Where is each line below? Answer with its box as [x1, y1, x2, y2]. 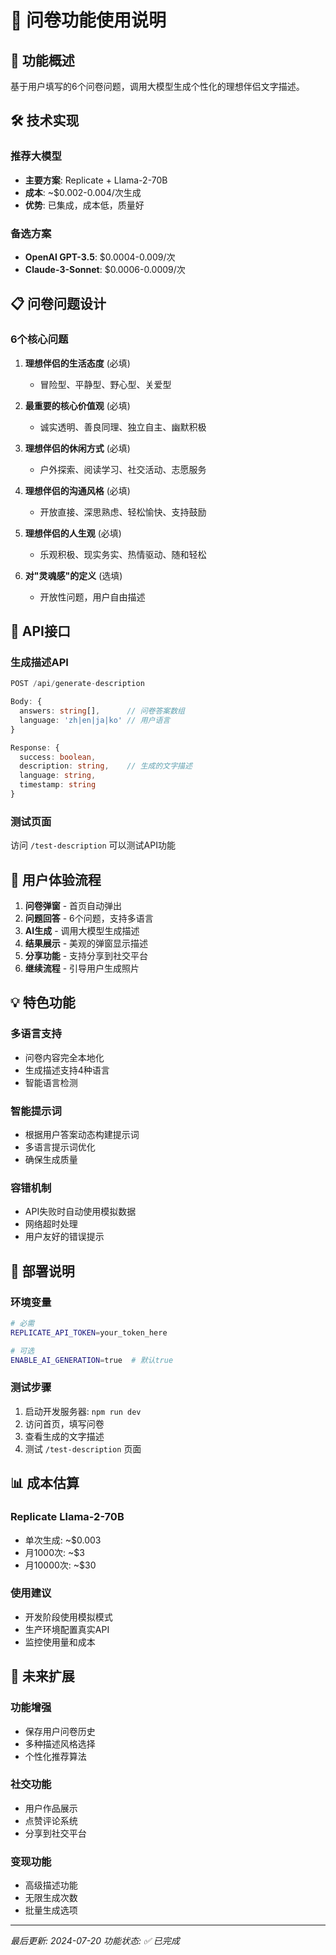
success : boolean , [19, 752, 97, 762]
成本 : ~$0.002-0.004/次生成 [24, 186, 142, 198]
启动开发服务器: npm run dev [24, 1405, 142, 1417]
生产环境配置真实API [24, 1623, 110, 1635]
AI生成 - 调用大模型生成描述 [24, 925, 140, 937]
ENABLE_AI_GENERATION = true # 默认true [10, 1355, 174, 1365]
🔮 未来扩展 [10, 1668, 75, 1685]
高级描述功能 [24, 1879, 78, 1891]
